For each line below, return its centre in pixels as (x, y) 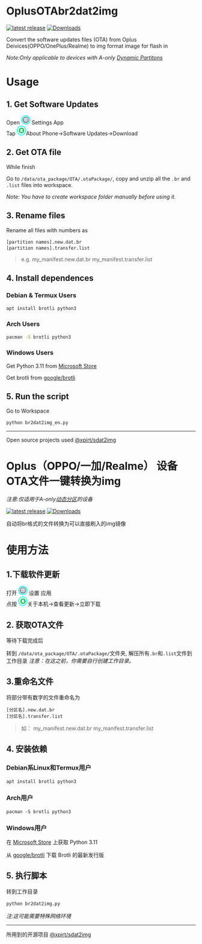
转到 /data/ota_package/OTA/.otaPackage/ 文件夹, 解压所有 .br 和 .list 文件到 (99, 653)
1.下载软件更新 (33, 574)
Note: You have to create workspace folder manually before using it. (91, 197)
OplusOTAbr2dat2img (62, 11)
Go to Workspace (28, 411)
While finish (21, 166)
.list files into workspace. (40, 185)
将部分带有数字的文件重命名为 (43, 697)
